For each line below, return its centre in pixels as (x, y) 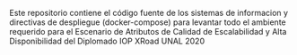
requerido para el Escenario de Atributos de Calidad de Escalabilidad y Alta (148, 31)
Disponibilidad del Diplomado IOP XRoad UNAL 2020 (107, 41)
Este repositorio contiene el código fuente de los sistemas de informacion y (149, 13)
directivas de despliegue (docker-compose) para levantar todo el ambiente (148, 22)
